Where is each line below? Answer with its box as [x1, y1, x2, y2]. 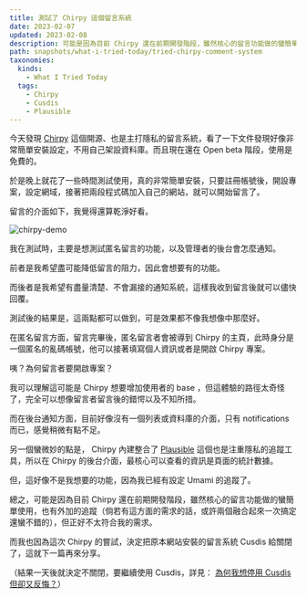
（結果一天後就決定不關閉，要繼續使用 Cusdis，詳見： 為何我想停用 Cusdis [9, 567, 291, 578]
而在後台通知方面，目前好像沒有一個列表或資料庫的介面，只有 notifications [9, 413, 290, 425]
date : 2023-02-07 [9, 22, 76, 31]
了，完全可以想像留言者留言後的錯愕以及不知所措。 [9, 393, 201, 404]
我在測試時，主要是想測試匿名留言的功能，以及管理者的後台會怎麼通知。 [9, 243, 280, 254]
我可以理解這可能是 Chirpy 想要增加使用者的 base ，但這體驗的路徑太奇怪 [9, 383, 285, 393]
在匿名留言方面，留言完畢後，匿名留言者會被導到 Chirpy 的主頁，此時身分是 [9, 332, 294, 343]
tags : [17, 81, 39, 90]
